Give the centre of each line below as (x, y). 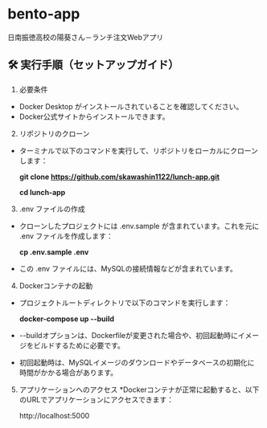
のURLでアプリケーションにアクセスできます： (97, 399)
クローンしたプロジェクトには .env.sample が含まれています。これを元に (139, 226)
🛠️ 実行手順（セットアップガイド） (93, 65)
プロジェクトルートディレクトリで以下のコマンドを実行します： (125, 303)
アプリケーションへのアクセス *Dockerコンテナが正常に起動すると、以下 (139, 389)
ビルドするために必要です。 (79, 345)
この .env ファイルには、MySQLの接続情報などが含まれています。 (128, 268)
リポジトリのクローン (54, 133)
